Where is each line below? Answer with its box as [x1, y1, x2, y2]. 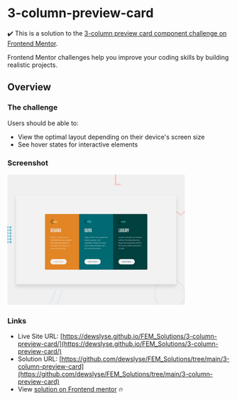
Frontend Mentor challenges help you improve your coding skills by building [7, 53, 229, 61]
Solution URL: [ [17, 354, 62, 364]
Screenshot [7, 158, 48, 168]
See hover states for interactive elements [17, 140, 138, 149]
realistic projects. [7, 60, 58, 69]
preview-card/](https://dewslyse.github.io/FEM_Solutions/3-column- [17, 340, 219, 348]
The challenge [7, 102, 58, 112]
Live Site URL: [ [17, 332, 63, 341]
